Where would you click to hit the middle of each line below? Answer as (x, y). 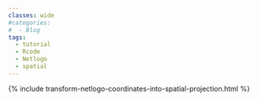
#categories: (30, 23)
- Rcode (28, 52)
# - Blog (24, 30)
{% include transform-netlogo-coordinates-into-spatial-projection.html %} (129, 88)
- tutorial (33, 45)
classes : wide (32, 15)
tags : (17, 37)
